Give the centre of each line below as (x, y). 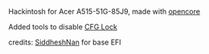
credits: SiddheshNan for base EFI (65, 42)
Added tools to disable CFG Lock (63, 27)
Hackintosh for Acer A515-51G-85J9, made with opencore (104, 12)
